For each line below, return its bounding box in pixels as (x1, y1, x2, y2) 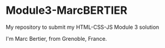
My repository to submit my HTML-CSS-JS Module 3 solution (5, 23, 160, 31)
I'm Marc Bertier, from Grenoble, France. (5, 35, 107, 42)
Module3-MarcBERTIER (5, 4, 128, 17)
